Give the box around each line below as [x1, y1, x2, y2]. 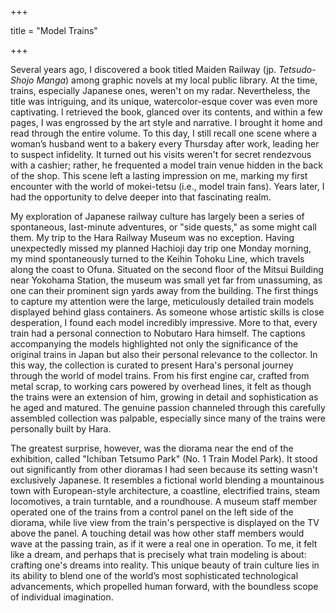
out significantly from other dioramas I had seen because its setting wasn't [10, 464, 318, 475]
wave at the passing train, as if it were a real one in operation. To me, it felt [10, 538, 318, 550]
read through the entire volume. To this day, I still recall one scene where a [10, 127, 318, 139]
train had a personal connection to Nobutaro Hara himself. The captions [10, 327, 306, 339]
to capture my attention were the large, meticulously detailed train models [10, 296, 315, 307]
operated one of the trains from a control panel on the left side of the [10, 506, 294, 518]
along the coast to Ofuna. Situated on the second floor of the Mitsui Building [10, 264, 324, 275]
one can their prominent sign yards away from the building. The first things [10, 285, 319, 296]
